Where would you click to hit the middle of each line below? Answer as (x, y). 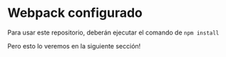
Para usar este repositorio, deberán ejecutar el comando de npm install (113, 32)
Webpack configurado (75, 13)
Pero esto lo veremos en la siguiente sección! (74, 46)
